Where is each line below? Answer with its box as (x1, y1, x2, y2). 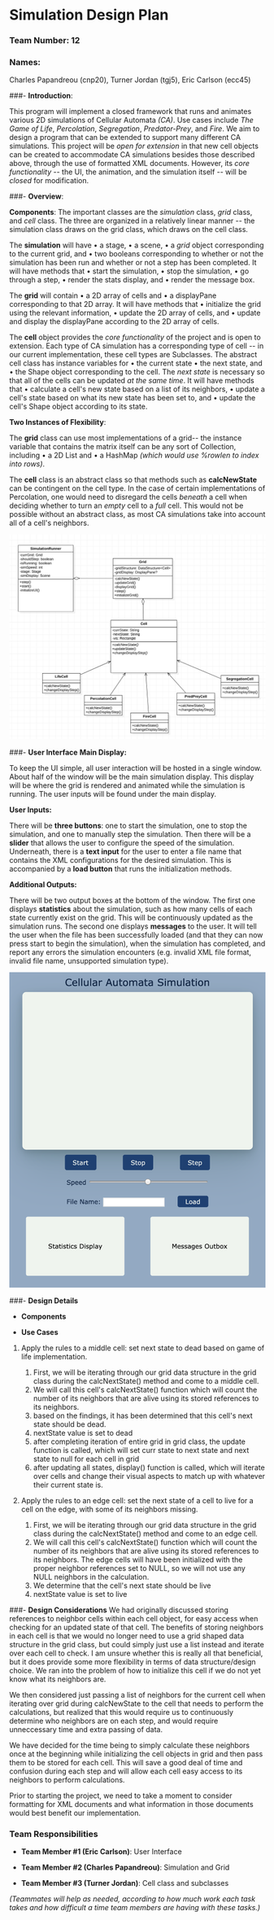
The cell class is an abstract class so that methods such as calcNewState (9, 475, 257, 485)
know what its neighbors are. (9, 1674, 107, 1684)
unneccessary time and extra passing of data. (9, 1724, 163, 1734)
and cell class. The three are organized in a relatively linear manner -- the (9, 216, 255, 225)
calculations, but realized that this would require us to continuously (9, 1707, 234, 1717)
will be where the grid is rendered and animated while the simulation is (9, 780, 246, 790)
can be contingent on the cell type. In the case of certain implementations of (9, 483, 266, 493)
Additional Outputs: (9, 879, 77, 889)
